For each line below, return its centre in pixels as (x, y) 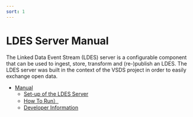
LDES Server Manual (57, 40)
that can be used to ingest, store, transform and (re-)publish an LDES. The (97, 63)
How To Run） (41, 100)
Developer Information (51, 108)
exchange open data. (32, 76)
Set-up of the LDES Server (56, 94)
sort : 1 (16, 12)
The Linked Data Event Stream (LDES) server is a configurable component (96, 57)
